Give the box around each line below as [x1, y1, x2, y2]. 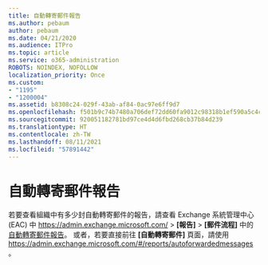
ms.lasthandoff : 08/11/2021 [8, 137, 102, 146]
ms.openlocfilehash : [8, 109, 77, 117]
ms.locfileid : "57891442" [8, 145, 94, 153]
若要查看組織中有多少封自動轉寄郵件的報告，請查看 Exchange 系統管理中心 [8, 210, 254, 220]
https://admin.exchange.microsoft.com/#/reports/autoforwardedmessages [8, 239, 254, 248]
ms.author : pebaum [8, 19, 69, 27]
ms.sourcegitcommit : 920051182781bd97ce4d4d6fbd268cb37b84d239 [8, 116, 223, 124]
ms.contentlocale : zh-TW [8, 130, 91, 138]
